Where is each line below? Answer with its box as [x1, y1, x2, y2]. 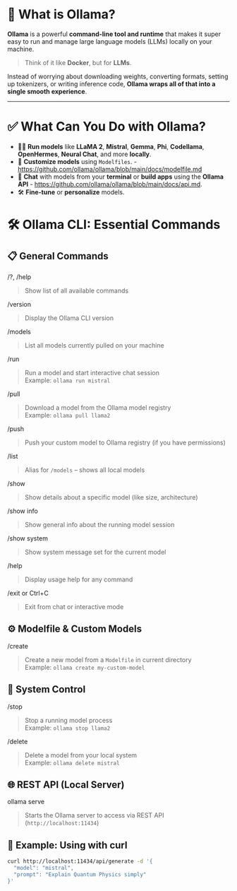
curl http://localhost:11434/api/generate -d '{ [7, 858, 153, 865]
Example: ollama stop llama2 [24, 724, 111, 732]
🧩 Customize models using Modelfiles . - [17, 157, 138, 165]
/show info [7, 507, 39, 515]
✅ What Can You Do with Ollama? [7, 119, 206, 135]
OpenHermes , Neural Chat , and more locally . [17, 150, 152, 158]
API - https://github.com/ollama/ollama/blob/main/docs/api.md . [17, 179, 202, 188]
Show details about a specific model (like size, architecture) [24, 492, 199, 501]
